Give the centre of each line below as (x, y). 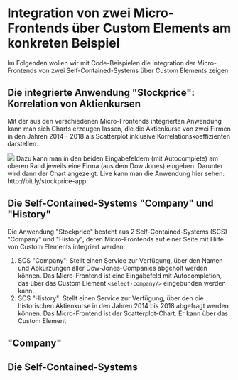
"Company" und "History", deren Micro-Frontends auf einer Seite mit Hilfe (115, 239)
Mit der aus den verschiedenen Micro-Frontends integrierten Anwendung (115, 121)
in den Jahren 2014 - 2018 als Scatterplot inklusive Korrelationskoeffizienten (119, 136)
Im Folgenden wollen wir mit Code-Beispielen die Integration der (102, 63)
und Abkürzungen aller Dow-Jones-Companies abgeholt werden (112, 268)
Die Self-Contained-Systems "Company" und (110, 203)
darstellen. (23, 143)
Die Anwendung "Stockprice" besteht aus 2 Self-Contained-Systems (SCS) (117, 232)
